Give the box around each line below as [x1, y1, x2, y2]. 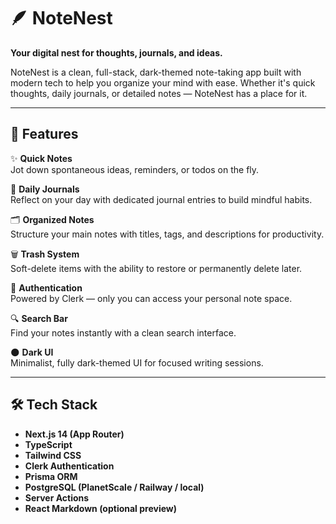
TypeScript [24, 438, 73, 450]
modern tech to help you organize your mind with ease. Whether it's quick [10, 76, 316, 89]
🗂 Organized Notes [10, 213, 95, 225]
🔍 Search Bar [10, 312, 68, 324]
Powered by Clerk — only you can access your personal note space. [10, 292, 293, 304]
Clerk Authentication [24, 460, 115, 472]
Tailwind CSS [24, 449, 82, 461]
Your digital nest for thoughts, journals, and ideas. [10, 46, 223, 59]
